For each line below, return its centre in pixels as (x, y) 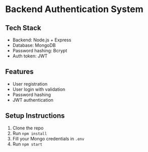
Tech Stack (23, 28)
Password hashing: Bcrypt (40, 51)
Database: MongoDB (34, 45)
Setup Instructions (35, 116)
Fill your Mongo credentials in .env (48, 138)
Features (19, 72)
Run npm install (30, 133)
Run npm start (27, 144)
